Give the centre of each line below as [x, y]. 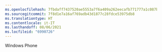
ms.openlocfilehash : [26, 9]
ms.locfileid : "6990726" [30, 32]
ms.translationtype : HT [29, 18]
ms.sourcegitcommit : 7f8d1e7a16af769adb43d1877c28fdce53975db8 [70, 14]
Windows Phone [21, 45]
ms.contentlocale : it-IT [30, 23]
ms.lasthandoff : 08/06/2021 [33, 27]
